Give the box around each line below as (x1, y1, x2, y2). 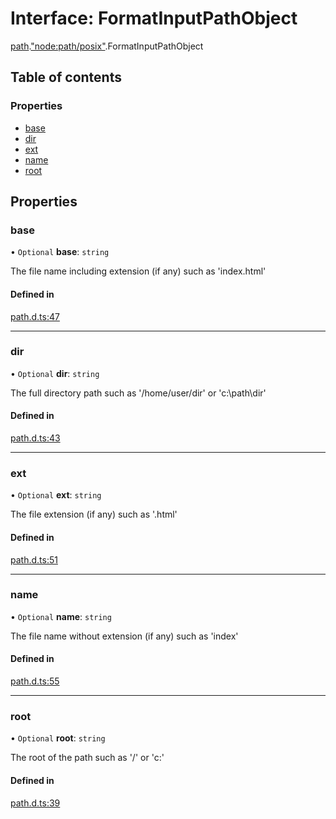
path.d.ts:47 (10, 310, 60, 322)
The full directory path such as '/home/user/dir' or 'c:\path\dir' (10, 387, 267, 399)
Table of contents (10, 69, 122, 86)
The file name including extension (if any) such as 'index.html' (10, 265, 267, 277)
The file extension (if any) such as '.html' (10, 508, 178, 521)
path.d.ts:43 (10, 432, 61, 444)
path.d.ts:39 (10, 797, 61, 809)
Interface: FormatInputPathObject (10, 7, 298, 30)
